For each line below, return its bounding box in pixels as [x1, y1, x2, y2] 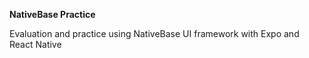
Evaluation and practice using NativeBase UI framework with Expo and [9, 28, 300, 39]
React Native [9, 39, 62, 50]
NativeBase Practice [9, 9, 96, 20]
